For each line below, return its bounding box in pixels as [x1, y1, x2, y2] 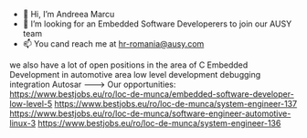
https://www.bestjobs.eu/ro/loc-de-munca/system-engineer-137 [54, 99, 298, 109]
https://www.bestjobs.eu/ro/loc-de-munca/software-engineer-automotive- [9, 108, 291, 119]
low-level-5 [9, 99, 53, 109]
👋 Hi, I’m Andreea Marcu [22, 9, 115, 19]
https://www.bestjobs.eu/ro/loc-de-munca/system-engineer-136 [37, 118, 281, 128]
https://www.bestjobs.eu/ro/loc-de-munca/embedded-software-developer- [9, 89, 294, 100]
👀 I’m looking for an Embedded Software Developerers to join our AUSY [22, 18, 292, 29]
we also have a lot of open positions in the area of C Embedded [9, 59, 249, 70]
